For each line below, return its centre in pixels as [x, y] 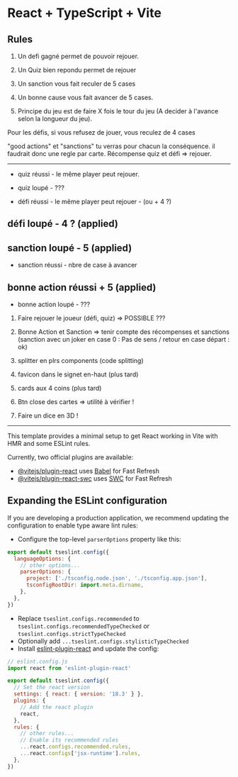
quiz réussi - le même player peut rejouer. [78, 174]
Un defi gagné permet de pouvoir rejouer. [78, 56]
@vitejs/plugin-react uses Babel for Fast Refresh [89, 471]
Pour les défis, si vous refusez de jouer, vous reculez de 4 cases [102, 132]
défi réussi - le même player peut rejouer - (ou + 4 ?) [95, 201]
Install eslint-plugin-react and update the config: [88, 648]
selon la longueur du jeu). [55, 119]
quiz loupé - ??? [41, 188]
